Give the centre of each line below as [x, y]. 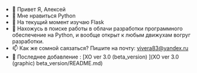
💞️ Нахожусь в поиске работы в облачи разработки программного [97, 28]
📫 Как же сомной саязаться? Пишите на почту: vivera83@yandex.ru [100, 48]
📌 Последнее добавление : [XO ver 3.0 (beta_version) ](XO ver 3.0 [95, 57]
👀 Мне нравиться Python [44, 16]
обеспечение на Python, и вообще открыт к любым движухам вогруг [101, 35]
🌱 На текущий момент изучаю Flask [58, 22]
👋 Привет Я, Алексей [39, 9]
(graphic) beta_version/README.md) [57, 63]
